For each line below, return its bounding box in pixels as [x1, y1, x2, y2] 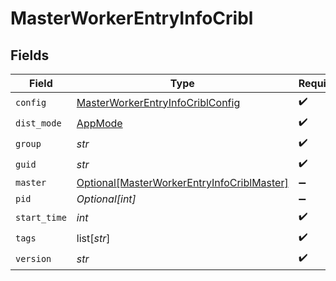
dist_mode [15, 117, 62, 129]
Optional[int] [76, 192, 137, 206]
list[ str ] [76, 231, 111, 245]
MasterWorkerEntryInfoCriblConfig [76, 95, 241, 109]
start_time [15, 212, 67, 223]
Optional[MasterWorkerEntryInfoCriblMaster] [76, 176, 289, 189]
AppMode [76, 116, 123, 130]
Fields [10, 47, 50, 64]
